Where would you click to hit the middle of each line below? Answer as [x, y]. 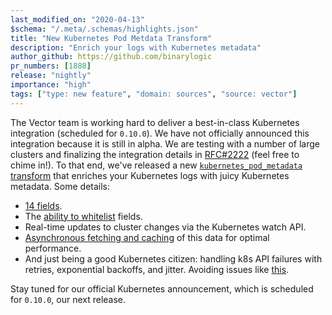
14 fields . [43, 205]
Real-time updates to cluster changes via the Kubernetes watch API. [165, 227]
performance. [53, 248]
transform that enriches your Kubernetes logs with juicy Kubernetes [150, 175]
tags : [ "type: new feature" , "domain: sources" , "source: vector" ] [154, 94]
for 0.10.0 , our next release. [68, 299]
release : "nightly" [51, 76]
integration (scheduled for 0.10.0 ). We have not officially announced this [160, 133]
